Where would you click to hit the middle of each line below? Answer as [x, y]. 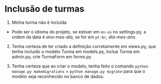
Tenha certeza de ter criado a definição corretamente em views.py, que [84, 46]
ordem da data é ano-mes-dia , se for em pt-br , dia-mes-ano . [74, 37]
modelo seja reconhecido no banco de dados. [58, 76]
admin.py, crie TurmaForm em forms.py [51, 56]
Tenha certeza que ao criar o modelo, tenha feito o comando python [80, 66]
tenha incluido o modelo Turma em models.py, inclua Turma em [76, 51]
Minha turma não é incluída [39, 22]
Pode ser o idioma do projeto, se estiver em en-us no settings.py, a [79, 32]
